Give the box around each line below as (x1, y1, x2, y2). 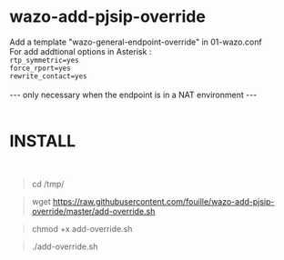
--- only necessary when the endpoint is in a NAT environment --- (9, 89, 258, 100)
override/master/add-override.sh (31, 205, 156, 216)
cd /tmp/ (31, 178, 65, 189)
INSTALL (9, 131, 76, 152)
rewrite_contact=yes (9, 71, 88, 81)
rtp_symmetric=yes (9, 55, 79, 65)
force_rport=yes (9, 64, 71, 73)
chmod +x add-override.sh (31, 223, 133, 234)
